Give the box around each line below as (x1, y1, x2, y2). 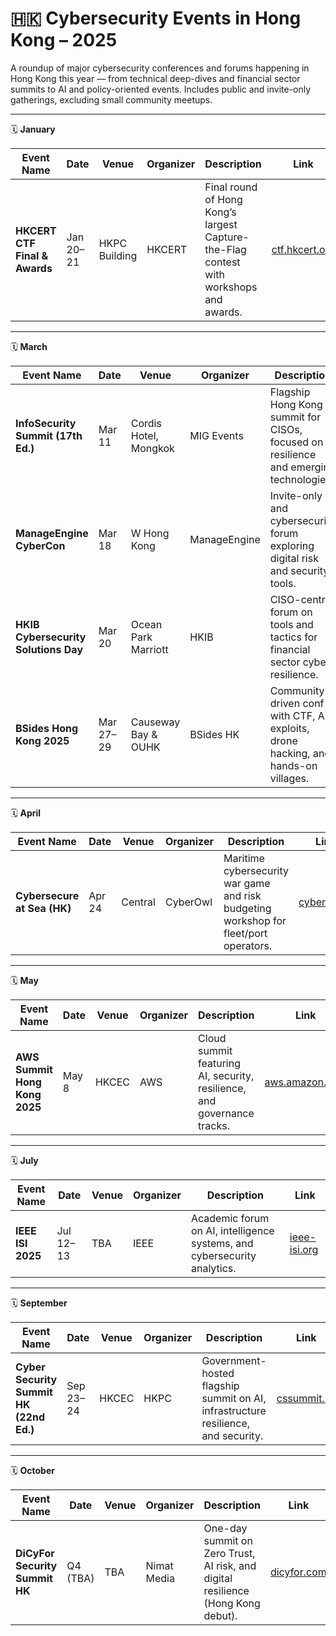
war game (223, 876, 271, 890)
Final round (204, 180, 258, 194)
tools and (269, 617, 314, 631)
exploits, (269, 721, 310, 735)
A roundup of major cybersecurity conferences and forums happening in (10, 62, 310, 74)
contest (204, 255, 241, 269)
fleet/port (223, 926, 268, 940)
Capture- (204, 230, 250, 244)
